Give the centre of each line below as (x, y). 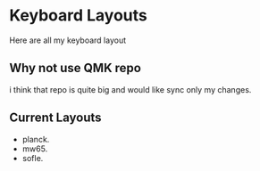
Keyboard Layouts (78, 16)
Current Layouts (55, 118)
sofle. (33, 158)
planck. (36, 139)
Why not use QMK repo (75, 68)
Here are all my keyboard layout (68, 40)
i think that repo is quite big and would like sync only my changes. (130, 89)
